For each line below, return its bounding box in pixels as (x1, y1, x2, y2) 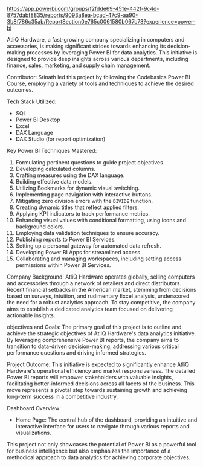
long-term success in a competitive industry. (7, 393, 118, 400)
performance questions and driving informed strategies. (7, 349, 147, 356)
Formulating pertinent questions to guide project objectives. (15, 159, 165, 166)
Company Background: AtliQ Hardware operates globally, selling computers (7, 273, 195, 280)
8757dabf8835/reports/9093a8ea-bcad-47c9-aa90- (7, 11, 138, 19)
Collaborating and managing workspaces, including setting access (15, 255, 182, 262)
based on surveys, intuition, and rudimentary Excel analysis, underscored (7, 292, 190, 300)
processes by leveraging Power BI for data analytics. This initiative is (26, 49, 198, 56)
